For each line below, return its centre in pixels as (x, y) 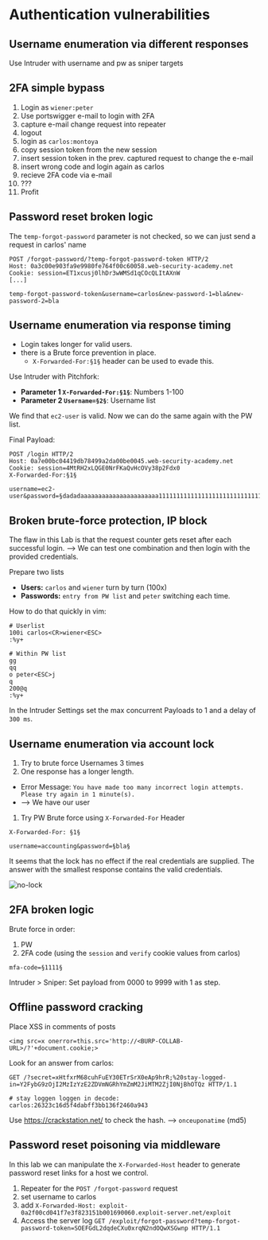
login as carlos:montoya (59, 141)
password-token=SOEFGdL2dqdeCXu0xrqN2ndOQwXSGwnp (105, 1228)
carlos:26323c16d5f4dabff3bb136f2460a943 (79, 1105)
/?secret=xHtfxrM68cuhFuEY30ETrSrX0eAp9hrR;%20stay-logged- (125, 1077)
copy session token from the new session (89, 150)
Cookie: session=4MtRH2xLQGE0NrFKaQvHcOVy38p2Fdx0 (95, 468)
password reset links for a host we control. (79, 1172)
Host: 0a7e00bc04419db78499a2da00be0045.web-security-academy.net (121, 462)
